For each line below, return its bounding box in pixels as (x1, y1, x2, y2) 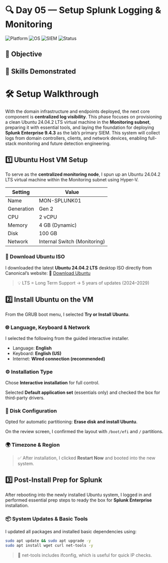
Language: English (12, 345, 52, 351)
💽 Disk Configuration (5, 407, 57, 414)
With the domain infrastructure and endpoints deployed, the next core (5, 108, 150, 114)
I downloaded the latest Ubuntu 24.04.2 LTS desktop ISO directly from (5, 264, 152, 270)
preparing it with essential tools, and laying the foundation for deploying (5, 124, 154, 130)
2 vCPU (39, 214, 57, 221)
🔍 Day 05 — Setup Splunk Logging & (5, 5, 161, 16)
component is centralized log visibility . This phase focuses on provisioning (5, 113, 162, 119)
